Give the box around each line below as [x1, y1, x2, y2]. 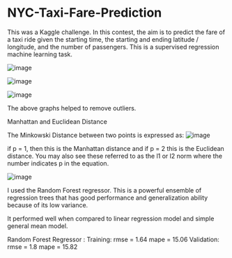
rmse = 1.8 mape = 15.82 [7, 242, 78, 251]
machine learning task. [7, 50, 73, 58]
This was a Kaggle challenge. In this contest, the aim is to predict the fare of [7, 28, 225, 36]
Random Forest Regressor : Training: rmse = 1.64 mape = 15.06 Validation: [7, 235, 219, 243]
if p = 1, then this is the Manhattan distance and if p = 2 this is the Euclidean [7, 144, 224, 152]
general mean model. [7, 221, 68, 230]
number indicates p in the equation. [7, 159, 109, 168]
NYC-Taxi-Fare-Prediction [7, 5, 162, 21]
